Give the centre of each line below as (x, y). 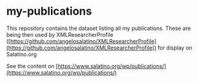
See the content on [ (32, 66)
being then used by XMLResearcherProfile (60, 34)
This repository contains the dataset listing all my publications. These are (99, 28)
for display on (175, 48)
